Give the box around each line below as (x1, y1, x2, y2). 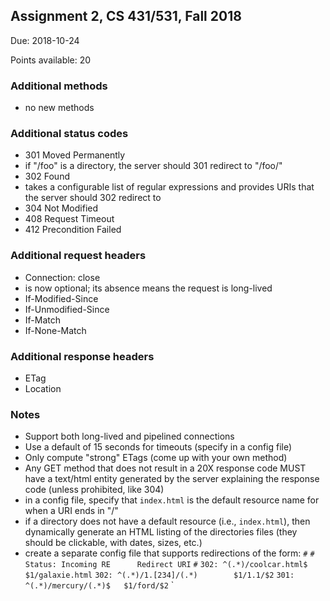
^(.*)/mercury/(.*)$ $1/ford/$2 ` (24, 579, 175, 591)
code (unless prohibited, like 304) (24, 484, 165, 496)
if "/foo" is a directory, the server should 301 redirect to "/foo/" (24, 160, 283, 172)
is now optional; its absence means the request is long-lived (24, 282, 273, 294)
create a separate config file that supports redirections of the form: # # (24, 547, 315, 559)
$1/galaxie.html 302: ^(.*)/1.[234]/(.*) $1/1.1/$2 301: (24, 570, 295, 581)
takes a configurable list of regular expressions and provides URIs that (24, 181, 315, 193)
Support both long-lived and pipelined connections (24, 430, 235, 443)
